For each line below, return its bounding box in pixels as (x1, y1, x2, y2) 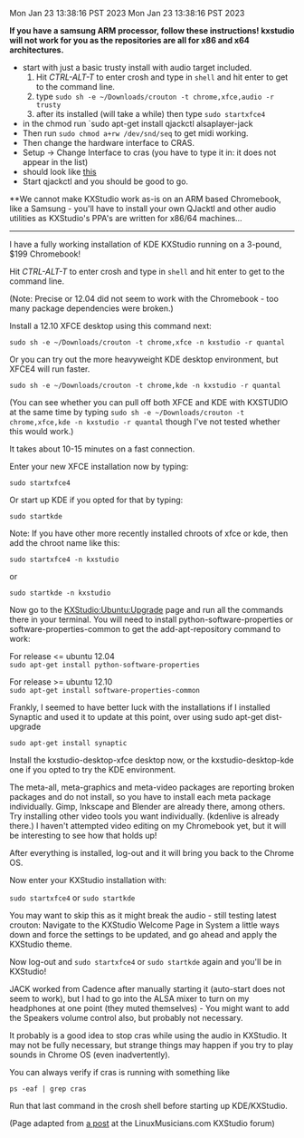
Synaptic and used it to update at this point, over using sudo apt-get (9, 712, 264, 722)
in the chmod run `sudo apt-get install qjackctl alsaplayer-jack (22, 118, 253, 129)
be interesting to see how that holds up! (9, 830, 157, 841)
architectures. (9, 44, 64, 55)
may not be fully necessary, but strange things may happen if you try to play (9, 1040, 294, 1050)
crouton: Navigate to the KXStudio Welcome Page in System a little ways (9, 919, 280, 930)
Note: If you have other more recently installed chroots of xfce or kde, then (9, 528, 289, 539)
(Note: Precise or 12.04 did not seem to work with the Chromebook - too (9, 294, 279, 304)
